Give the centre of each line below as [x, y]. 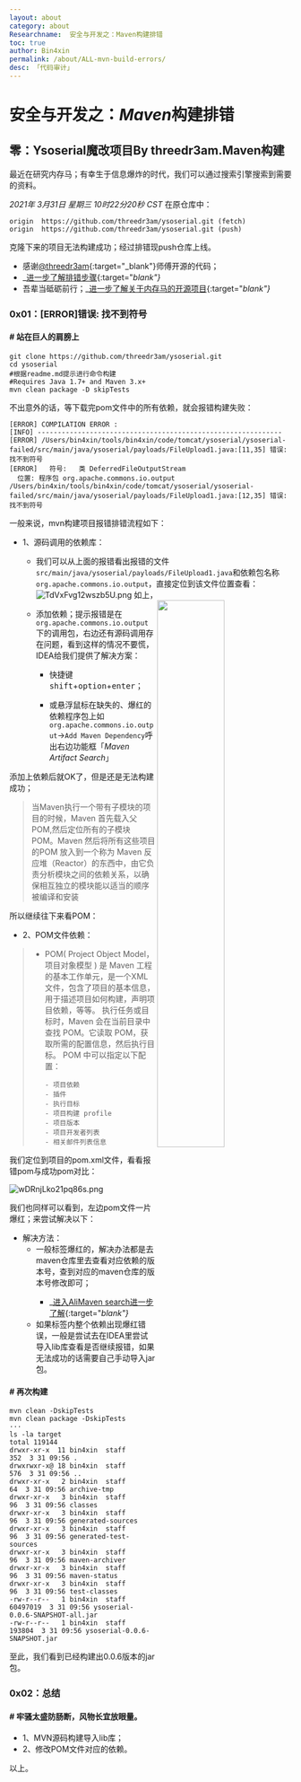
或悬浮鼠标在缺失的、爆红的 [100, 705]
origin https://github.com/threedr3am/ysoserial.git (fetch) [128, 221]
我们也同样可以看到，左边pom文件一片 [81, 1207]
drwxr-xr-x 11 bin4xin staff [68, 1451]
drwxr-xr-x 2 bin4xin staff [68, 1482]
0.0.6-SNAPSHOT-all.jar [54, 1615]
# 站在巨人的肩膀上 [44, 337]
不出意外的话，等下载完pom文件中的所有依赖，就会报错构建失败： [131, 408]
